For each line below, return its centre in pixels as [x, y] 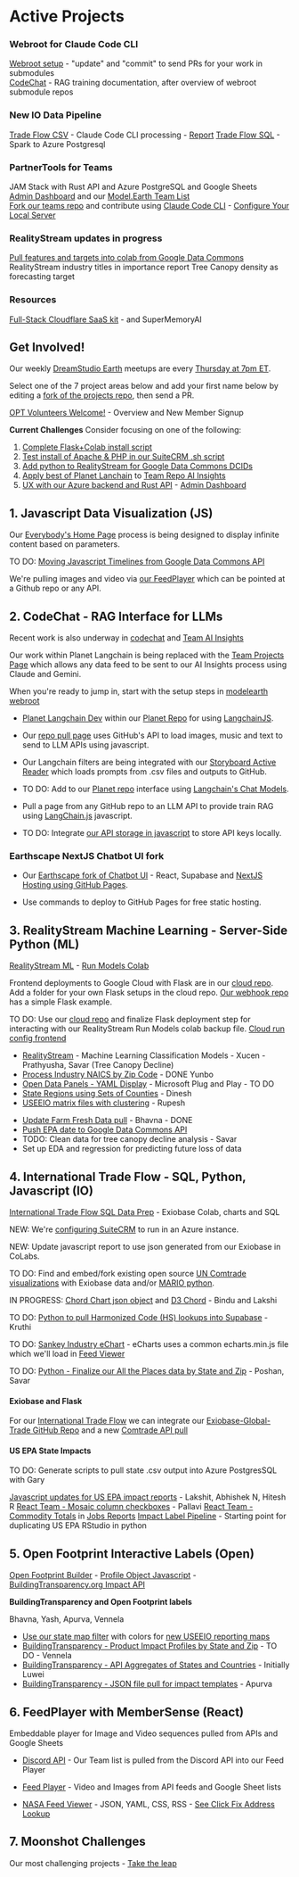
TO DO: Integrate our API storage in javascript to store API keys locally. [152, 833]
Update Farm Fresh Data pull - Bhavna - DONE [107, 1120]
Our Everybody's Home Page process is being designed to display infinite [145, 535]
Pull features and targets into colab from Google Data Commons [127, 258]
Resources [33, 300]
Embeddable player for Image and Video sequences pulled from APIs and [144, 1733]
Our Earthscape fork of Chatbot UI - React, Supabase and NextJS [142, 875]
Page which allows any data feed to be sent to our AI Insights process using [148, 665]
